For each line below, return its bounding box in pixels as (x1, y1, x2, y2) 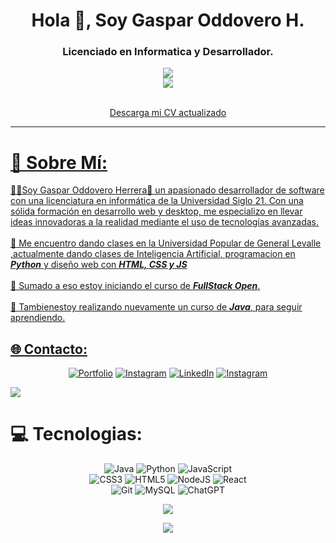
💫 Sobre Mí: (10, 151, 108, 174)
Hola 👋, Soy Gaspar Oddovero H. (31, 9, 305, 32)
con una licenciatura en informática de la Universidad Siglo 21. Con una (10, 195, 304, 207)
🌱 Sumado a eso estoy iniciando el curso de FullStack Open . (10, 280, 261, 292)
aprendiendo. (10, 312, 66, 324)
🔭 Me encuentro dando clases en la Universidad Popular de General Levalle (10, 237, 322, 249)
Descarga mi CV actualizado (109, 107, 227, 119)
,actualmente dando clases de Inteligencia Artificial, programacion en (10, 248, 296, 260)
